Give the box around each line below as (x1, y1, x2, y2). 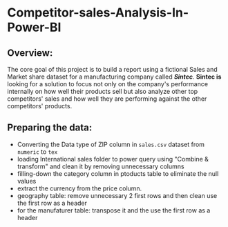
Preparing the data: (7, 122, 93, 134)
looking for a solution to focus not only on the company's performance (7, 80, 209, 88)
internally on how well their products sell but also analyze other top (7, 88, 198, 95)
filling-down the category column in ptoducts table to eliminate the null (17, 169, 219, 177)
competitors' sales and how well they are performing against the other (7, 95, 207, 103)
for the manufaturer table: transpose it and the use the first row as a (17, 206, 211, 215)
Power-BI (7, 19, 61, 35)
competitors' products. (7, 102, 73, 110)
